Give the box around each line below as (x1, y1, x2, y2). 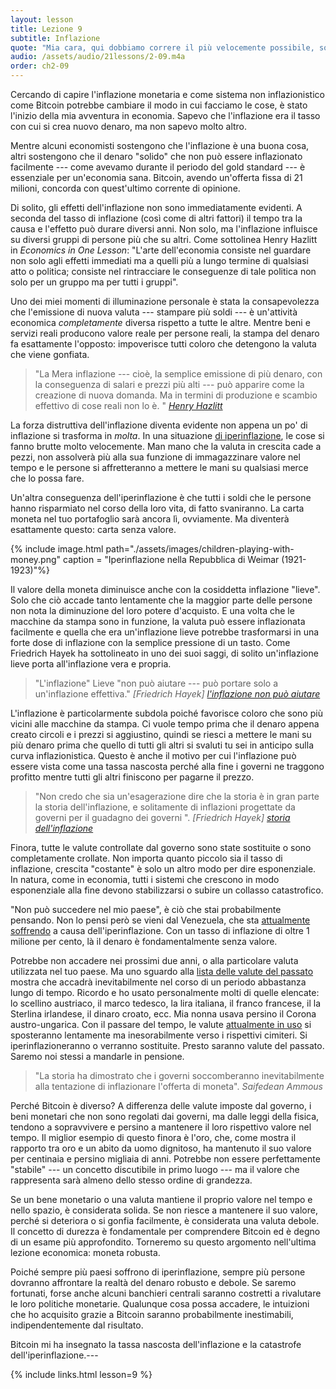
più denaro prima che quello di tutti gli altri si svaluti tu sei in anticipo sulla (10, 739, 315, 751)
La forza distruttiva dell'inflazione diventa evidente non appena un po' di (10, 419, 308, 431)
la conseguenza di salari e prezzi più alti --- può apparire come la (34, 379, 305, 390)
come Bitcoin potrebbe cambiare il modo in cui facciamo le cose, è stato (10, 99, 308, 111)
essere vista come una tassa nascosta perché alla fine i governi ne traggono (10, 761, 325, 772)
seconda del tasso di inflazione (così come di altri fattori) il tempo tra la (10, 212, 303, 224)
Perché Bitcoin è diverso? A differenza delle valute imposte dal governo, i (10, 1100, 312, 1111)
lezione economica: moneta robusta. (10, 1247, 161, 1258)
